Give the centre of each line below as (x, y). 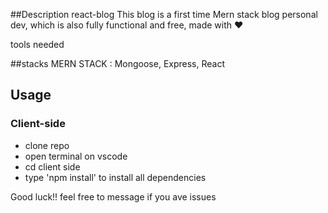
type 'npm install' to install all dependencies (115, 177)
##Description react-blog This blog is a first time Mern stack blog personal (164, 14)
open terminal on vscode (76, 156)
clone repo (47, 145)
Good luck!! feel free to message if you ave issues (113, 196)
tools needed (37, 44)
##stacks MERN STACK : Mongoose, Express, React (118, 63)
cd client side (52, 166)
